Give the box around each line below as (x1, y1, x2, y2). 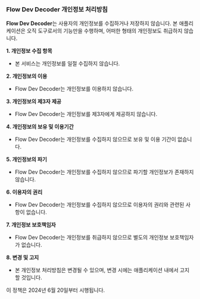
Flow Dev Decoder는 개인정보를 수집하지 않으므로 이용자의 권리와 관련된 (14, 201, 185, 209)
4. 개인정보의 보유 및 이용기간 (6, 123, 74, 130)
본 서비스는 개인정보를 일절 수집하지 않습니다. (14, 60, 120, 67)
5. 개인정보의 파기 (6, 156, 48, 163)
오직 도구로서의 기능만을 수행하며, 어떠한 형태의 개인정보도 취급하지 (26, 27, 183, 34)
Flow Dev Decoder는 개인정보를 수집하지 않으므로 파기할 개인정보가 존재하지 (14, 168, 194, 176)
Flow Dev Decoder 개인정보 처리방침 (6, 5, 108, 13)
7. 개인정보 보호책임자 (6, 221, 57, 228)
